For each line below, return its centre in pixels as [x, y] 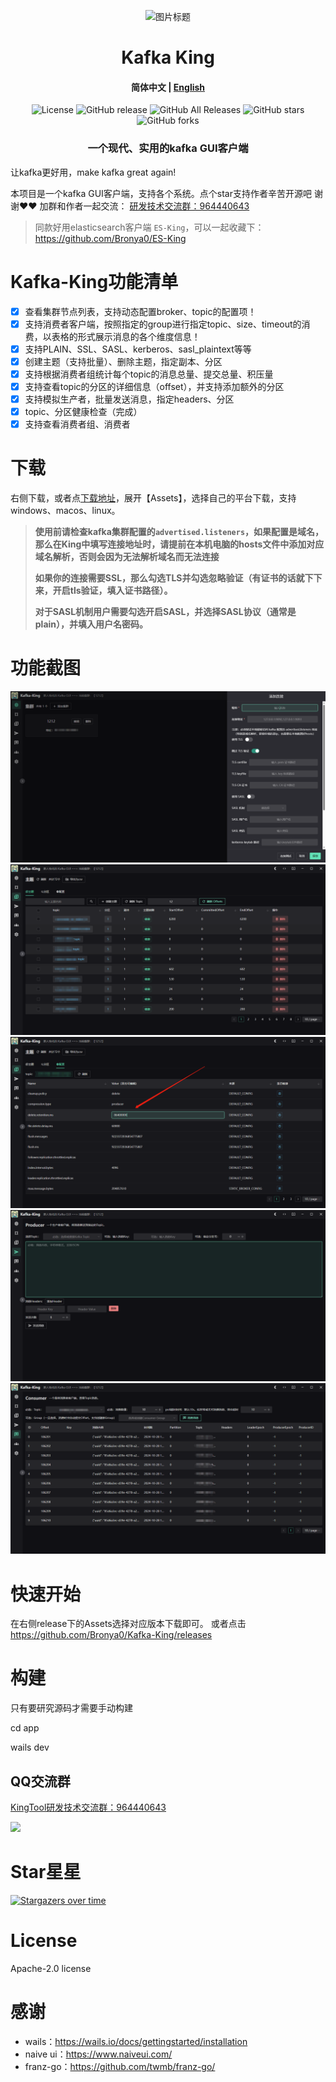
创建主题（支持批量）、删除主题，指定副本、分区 [123, 361]
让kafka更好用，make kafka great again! [93, 172]
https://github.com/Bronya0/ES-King [110, 238]
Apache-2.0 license [51, 1968]
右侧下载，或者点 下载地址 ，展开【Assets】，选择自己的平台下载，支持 [153, 498]
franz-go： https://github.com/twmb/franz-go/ [120, 2066]
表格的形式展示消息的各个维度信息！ [126, 336]
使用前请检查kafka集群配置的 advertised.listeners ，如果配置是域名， [179, 532]
